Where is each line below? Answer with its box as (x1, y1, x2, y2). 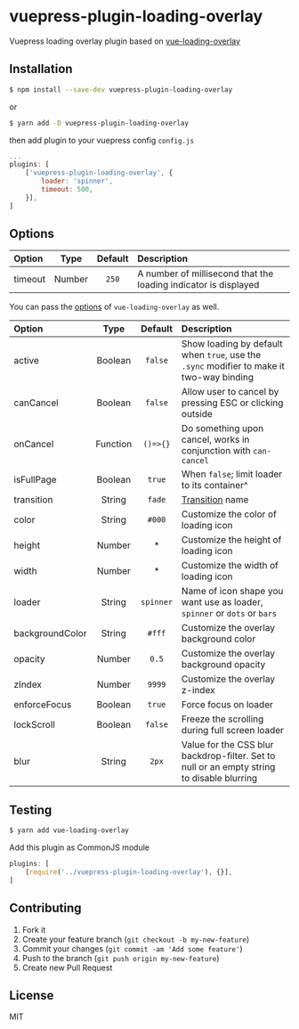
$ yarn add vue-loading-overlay (9, 826, 129, 835)
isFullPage (13, 474, 57, 486)
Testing (9, 802, 53, 817)
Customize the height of (181, 534, 282, 546)
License (9, 987, 54, 1003)
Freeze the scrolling (181, 713, 264, 725)
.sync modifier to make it (181, 360, 285, 372)
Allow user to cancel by (181, 386, 279, 398)
